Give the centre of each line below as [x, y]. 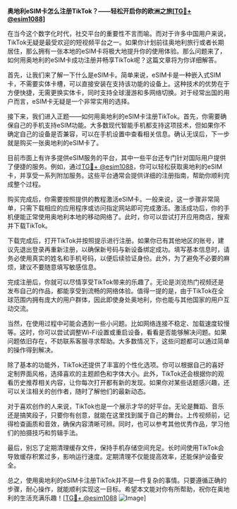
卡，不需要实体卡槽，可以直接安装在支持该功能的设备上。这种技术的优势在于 [119, 84]
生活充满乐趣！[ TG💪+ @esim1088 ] [83, 498]
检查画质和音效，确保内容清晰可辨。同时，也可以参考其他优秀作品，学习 [118, 424]
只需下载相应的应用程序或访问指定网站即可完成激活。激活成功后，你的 [121, 208]
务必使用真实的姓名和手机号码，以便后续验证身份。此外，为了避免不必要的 [115, 258]
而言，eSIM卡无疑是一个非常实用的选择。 [73, 101]
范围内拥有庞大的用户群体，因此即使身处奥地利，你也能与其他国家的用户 [118, 300]
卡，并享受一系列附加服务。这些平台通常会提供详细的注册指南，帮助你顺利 [115, 175]
